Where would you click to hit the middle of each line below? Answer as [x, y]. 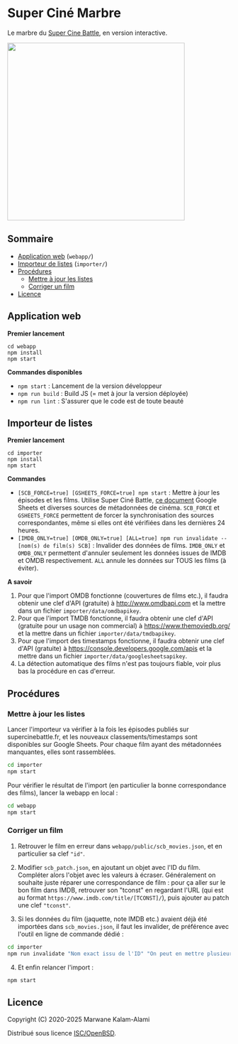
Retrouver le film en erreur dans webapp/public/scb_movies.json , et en [120, 846]
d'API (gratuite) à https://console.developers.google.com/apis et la [115, 649]
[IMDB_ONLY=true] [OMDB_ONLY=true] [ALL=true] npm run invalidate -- [123, 539]
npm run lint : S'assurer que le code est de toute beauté [101, 401]
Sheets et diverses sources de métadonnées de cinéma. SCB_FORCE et [118, 508]
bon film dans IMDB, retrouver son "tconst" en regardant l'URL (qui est [120, 890]
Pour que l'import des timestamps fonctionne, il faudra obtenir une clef [121, 641]
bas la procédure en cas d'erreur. [66, 671]
